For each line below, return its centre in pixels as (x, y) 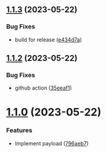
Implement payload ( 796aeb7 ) (52, 143)
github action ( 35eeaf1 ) (43, 88)
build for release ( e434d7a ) (48, 39)
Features (19, 130)
